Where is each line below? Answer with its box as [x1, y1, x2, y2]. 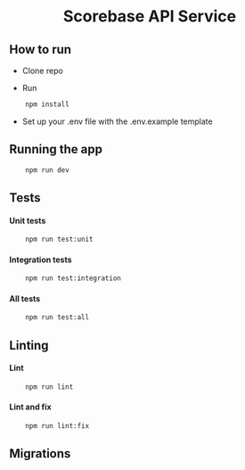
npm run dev [25, 165, 69, 175]
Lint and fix [9, 401, 52, 412]
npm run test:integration [25, 274, 122, 283]
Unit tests [9, 215, 46, 226]
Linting [9, 337, 49, 353]
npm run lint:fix [25, 421, 90, 430]
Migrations [9, 446, 71, 461]
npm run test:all [25, 313, 90, 322]
